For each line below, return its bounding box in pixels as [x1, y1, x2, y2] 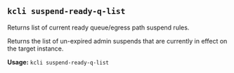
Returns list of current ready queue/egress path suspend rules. [7, 23, 190, 32]
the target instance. [7, 44, 64, 53]
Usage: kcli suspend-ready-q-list [7, 58, 109, 66]
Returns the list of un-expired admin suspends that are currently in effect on [7, 36, 228, 45]
